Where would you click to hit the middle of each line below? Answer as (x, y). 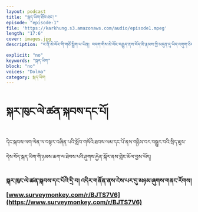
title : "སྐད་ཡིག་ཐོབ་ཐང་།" (32, 17)
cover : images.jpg (29, 39)
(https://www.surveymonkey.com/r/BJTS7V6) (74, 203)
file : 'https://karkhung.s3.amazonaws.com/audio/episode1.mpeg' (87, 28)
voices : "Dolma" (26, 71)
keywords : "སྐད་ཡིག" (29, 61)
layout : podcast (26, 12)
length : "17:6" (25, 34)
